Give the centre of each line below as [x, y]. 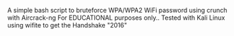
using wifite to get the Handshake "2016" [67, 25]
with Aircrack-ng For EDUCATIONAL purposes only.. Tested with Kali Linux [116, 18]
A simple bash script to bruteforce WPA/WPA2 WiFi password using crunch [117, 10]
